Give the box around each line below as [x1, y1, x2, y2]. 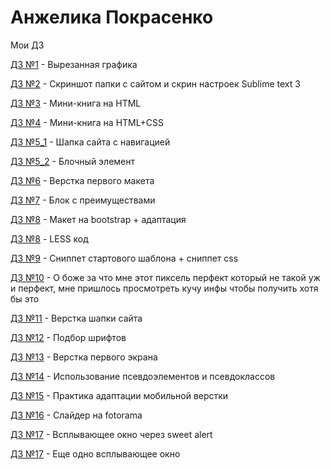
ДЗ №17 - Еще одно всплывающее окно [10, 447, 181, 460]
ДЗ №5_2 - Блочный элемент [10, 155, 136, 167]
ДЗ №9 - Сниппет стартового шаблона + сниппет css [10, 252, 239, 264]
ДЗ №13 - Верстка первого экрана [10, 351, 158, 363]
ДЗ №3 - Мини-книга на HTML [10, 97, 142, 109]
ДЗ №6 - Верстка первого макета [10, 174, 155, 186]
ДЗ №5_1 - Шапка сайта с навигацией [10, 136, 171, 148]
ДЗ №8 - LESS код [10, 232, 89, 245]
